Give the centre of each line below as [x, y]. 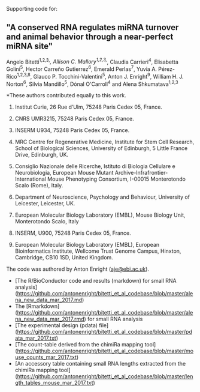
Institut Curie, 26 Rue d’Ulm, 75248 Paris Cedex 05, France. [89, 107]
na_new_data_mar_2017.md [49, 300]
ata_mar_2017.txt [36, 338]
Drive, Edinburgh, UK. [42, 155]
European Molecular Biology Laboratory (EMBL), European [87, 245]
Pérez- [167, 69]
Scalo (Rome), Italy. [39, 185]
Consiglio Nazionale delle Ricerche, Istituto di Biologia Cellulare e [95, 166]
